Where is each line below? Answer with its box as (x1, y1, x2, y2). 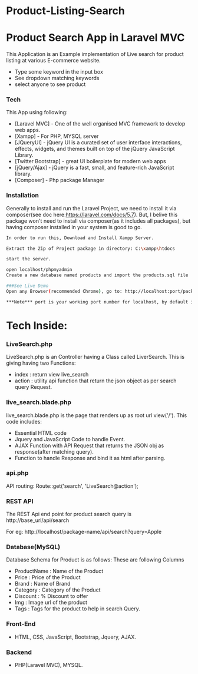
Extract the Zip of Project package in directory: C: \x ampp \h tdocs (6, 246, 176, 252)
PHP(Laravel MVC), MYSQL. (14, 661, 83, 668)
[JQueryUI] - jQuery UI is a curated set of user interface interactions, (14, 139, 182, 146)
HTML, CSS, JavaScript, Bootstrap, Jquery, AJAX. (14, 633, 137, 640)
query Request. (14, 384, 52, 391)
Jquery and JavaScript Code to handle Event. (14, 435, 126, 442)
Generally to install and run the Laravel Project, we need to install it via (6, 204, 177, 212)
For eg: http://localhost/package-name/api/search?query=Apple (6, 528, 162, 536)
